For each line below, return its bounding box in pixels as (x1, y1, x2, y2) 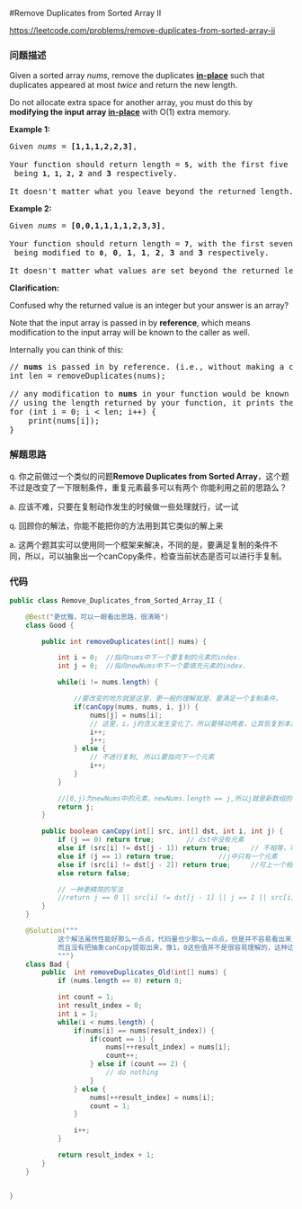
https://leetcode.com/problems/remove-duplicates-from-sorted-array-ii (9, 25, 276, 35)
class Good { (25, 621, 75, 630)
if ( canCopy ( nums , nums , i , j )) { (73, 702, 200, 712)
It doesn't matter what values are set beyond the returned (9, 265, 280, 276)
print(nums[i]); (28, 416, 101, 426)
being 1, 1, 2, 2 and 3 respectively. (13, 168, 178, 179)
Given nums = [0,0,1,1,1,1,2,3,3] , (9, 220, 166, 231)
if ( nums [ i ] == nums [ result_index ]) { (73, 1025, 216, 1035)
